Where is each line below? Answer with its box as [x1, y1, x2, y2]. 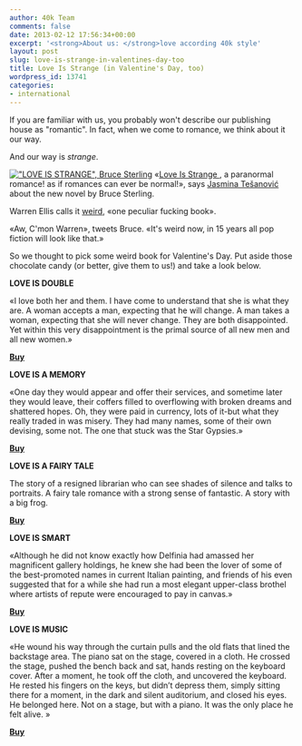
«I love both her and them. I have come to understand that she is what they [9, 295, 289, 306]
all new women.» [9, 333, 73, 345]
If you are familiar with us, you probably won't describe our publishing [9, 114, 271, 125]
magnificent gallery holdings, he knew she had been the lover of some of [9, 559, 283, 570]
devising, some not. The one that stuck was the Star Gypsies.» [9, 425, 243, 436]
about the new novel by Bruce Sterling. [9, 188, 155, 199]
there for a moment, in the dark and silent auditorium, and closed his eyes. [9, 689, 287, 700]
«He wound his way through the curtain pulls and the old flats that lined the [9, 641, 290, 652]
